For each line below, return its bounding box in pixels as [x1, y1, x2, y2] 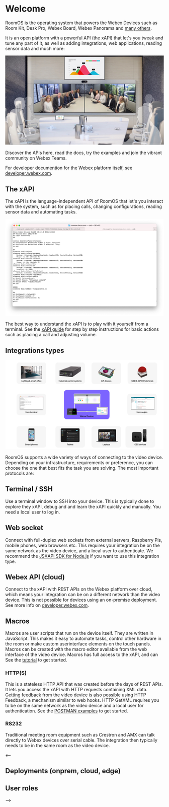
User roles [5, 784, 39, 792]
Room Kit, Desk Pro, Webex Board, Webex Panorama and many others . [5, 25, 152, 31]
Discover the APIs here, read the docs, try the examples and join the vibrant [5, 150, 162, 156]
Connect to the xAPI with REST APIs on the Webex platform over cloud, [5, 586, 152, 592]
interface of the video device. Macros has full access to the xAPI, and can [5, 651, 158, 657]
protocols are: [5, 470, 34, 476]
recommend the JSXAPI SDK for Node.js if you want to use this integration [5, 553, 159, 559]
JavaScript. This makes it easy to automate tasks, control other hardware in [5, 635, 162, 642]
